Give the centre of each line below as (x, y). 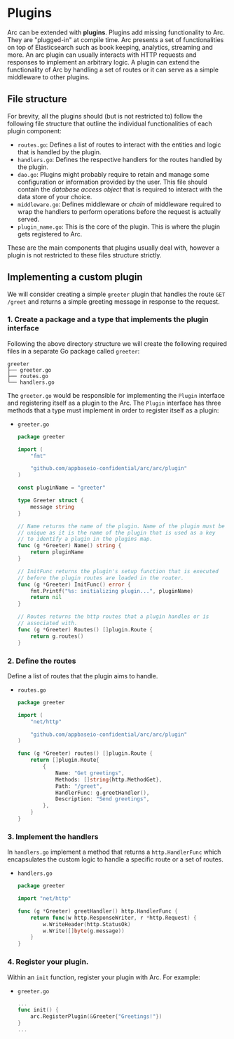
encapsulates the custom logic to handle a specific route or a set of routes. (116, 859)
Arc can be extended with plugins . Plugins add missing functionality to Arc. (116, 32)
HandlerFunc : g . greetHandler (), (102, 793)
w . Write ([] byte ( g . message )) (84, 931)
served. (28, 219)
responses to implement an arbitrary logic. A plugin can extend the (103, 62)
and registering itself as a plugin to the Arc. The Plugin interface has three (114, 403)
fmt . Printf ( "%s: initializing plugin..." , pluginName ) (112, 591)
